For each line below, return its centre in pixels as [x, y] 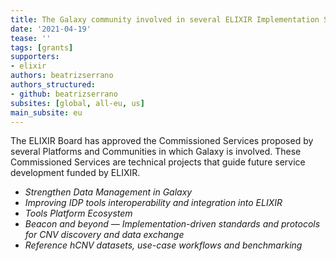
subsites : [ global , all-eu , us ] [77, 103]
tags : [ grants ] [42, 47]
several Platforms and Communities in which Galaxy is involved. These [156, 152]
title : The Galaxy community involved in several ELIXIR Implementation [165, 19]
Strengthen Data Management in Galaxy [108, 192]
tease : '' [31, 38]
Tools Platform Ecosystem [78, 213]
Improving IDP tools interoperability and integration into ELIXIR [153, 203]
